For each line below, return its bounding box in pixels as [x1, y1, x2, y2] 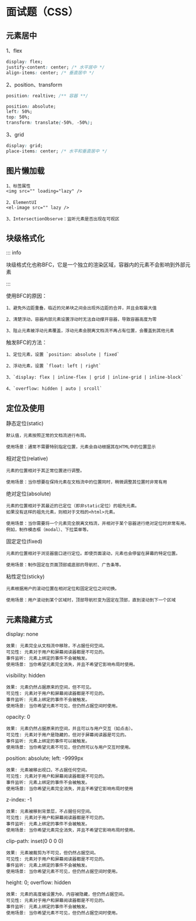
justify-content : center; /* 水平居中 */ [6, 64, 105, 70]
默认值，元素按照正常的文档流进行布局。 [6, 433, 89, 439]
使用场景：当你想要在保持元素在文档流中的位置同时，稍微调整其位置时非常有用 [6, 479, 167, 485]
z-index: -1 [6, 796, 32, 803]
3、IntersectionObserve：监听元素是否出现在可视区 [6, 216, 120, 222]
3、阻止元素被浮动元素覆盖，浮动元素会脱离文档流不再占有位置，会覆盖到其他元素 [6, 328, 174, 334]
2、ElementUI [6, 199, 37, 205]
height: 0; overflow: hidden [6, 879, 71, 886]
